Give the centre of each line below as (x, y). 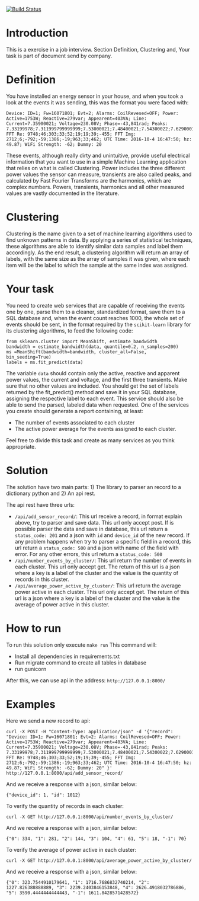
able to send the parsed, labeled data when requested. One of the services (98, 405)
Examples (31, 704)
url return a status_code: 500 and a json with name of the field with (97, 548)
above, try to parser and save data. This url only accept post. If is (94, 522)
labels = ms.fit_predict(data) (45, 362)
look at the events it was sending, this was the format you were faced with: (97, 102)
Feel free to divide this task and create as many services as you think (90, 440)
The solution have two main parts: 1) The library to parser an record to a (94, 487)
